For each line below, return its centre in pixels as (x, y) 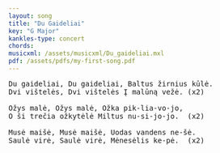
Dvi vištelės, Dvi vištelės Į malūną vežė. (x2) (106, 91)
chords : (21, 46)
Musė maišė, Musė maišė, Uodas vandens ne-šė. (102, 132)
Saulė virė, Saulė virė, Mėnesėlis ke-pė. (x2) (106, 140)
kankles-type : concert (47, 38)
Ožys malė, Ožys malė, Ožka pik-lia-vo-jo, (96, 108)
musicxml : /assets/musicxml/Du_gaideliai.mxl (86, 53)
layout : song (30, 16)
